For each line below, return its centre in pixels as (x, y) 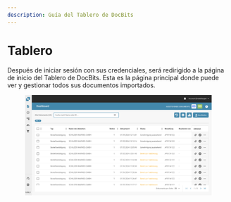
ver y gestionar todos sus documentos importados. (81, 85)
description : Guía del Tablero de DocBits (70, 15)
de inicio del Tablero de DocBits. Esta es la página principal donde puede (113, 77)
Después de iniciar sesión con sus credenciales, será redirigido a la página (116, 70)
